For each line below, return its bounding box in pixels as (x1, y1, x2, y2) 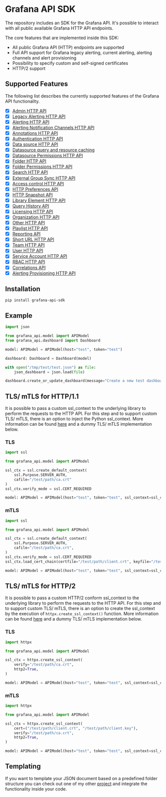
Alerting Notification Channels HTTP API (12, 124, 95, 130)
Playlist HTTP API (12, 226, 48, 231)
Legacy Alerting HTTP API (12, 113, 66, 119)
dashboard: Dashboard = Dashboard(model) (5, 356, 92, 361)
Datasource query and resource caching (12, 147, 95, 153)
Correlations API (12, 264, 46, 271)
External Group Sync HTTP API (12, 175, 76, 181)
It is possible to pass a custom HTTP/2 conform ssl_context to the (5, 595, 139, 601)
